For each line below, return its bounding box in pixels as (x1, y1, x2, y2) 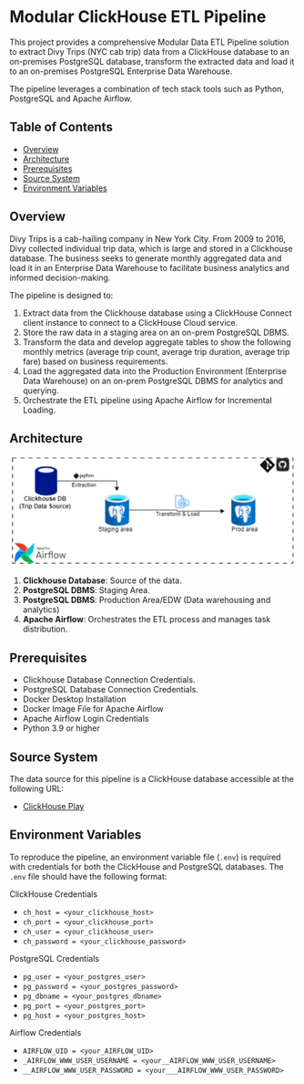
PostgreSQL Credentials (9, 953, 100, 964)
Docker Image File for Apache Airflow (22, 704, 164, 714)
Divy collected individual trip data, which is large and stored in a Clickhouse (9, 243, 293, 254)
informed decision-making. (9, 272, 111, 283)
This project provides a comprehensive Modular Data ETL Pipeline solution (9, 36, 289, 47)
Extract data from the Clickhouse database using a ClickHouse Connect (22, 307, 292, 318)
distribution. (22, 623, 68, 635)
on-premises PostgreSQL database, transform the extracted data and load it (9, 56, 295, 67)
